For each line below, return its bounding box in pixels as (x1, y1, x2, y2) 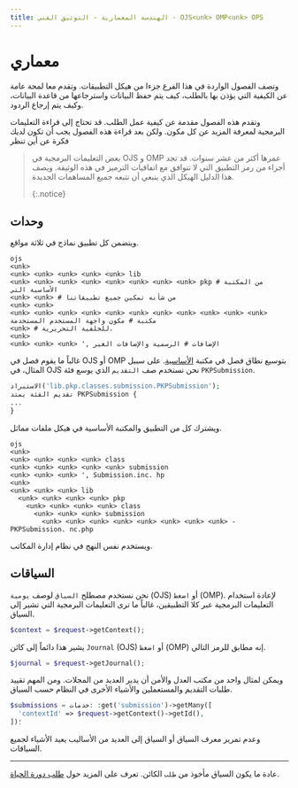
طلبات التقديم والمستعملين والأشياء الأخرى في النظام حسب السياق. (10, 684, 233, 695)
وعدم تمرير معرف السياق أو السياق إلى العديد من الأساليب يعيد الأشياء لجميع (10, 734, 261, 745)
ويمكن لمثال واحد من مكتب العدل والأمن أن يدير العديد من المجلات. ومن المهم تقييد (10, 675, 284, 685)
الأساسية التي (10, 285, 58, 295)
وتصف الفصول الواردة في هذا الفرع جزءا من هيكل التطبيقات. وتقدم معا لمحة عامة (10, 81, 279, 91)
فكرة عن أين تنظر (10, 135, 70, 146)
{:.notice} (31, 188, 66, 199)
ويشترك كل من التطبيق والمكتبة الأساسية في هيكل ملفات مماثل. (10, 422, 222, 433)
